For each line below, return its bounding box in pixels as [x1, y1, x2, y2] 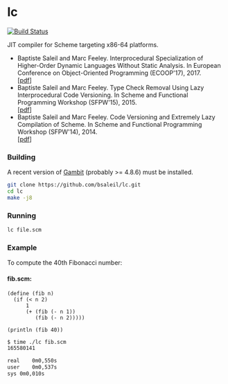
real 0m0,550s [7, 358, 58, 365]
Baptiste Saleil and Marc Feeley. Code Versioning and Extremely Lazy [17, 112, 216, 121]
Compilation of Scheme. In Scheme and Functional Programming [17, 120, 202, 128]
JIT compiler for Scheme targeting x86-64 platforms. [7, 40, 159, 49]
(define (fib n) [7, 290, 54, 297]
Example [7, 243, 37, 252]
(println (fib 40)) [7, 326, 64, 333]
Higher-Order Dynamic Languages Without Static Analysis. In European [17, 61, 221, 69]
